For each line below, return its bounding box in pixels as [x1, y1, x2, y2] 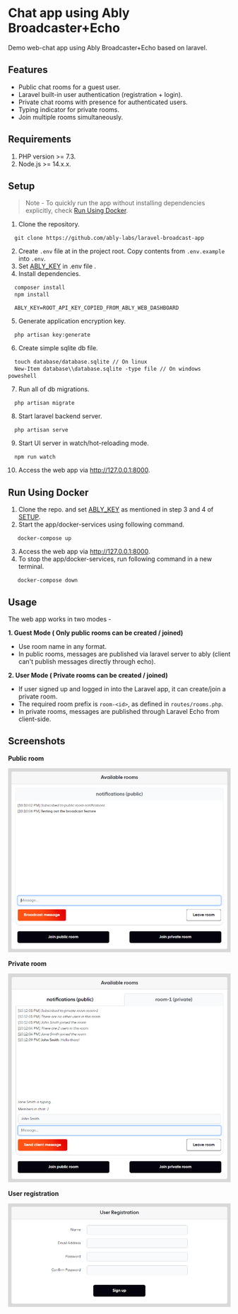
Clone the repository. [18, 220, 80, 229]
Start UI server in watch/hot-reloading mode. [18, 439, 149, 447]
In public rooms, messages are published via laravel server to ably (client [18, 650, 231, 658]
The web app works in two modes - [8, 615, 112, 623]
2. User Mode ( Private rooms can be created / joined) [8, 671, 168, 679]
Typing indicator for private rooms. [18, 105, 119, 114]
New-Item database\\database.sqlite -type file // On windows [14, 366, 201, 373]
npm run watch [14, 454, 56, 461]
